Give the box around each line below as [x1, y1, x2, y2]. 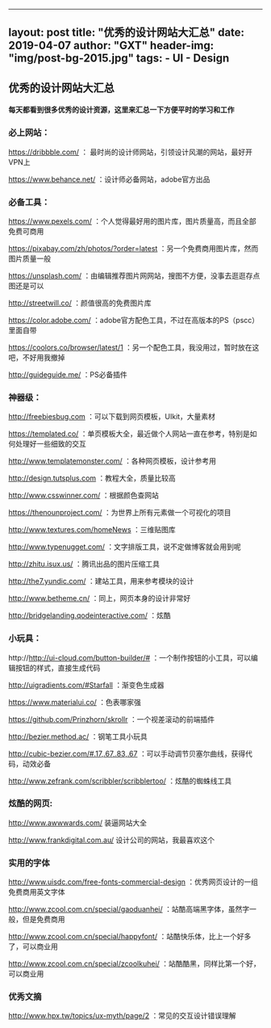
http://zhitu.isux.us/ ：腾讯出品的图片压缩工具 [8, 559, 160, 569]
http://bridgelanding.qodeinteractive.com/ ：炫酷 [8, 611, 171, 620]
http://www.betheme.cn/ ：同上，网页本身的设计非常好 [8, 594, 191, 603]
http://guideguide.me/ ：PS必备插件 [8, 369, 127, 380]
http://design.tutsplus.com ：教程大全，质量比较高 [8, 473, 176, 483]
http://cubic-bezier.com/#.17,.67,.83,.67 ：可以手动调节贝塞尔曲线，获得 [8, 749, 246, 758]
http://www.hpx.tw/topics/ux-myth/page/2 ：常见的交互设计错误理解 [8, 1011, 236, 1021]
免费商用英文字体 [8, 887, 65, 897]
